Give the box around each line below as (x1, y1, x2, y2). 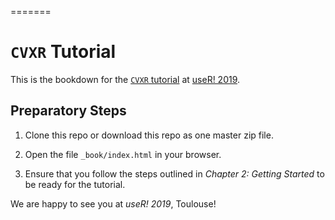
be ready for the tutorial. (24, 178, 126, 190)
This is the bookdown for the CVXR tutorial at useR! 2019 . (10, 73, 241, 85)
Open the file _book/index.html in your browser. (24, 148, 222, 160)
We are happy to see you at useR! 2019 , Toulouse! (10, 197, 217, 210)
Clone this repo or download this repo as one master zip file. (24, 129, 274, 141)
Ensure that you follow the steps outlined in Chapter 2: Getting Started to (24, 167, 325, 180)
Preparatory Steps (10, 102, 127, 120)
